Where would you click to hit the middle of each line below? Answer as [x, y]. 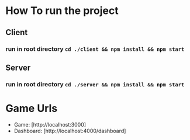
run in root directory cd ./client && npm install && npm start [95, 49]
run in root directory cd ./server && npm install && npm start [95, 84]
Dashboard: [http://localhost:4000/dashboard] [70, 131]
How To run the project [62, 11]
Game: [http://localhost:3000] [50, 124]
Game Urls [32, 108]
